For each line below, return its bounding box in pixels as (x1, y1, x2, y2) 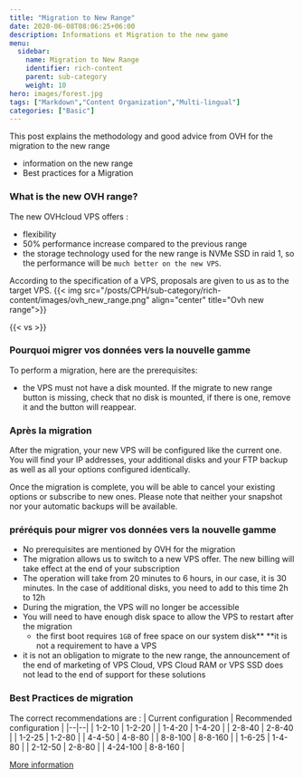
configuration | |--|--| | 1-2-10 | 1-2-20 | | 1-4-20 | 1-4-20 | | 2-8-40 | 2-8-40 (9, 722, 294, 733)
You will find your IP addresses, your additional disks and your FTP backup (9, 454, 289, 465)
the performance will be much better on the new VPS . (22, 258, 222, 268)
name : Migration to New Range (25, 55, 140, 64)
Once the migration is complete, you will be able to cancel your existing (9, 481, 276, 492)
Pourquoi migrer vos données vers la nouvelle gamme (9, 344, 251, 356)
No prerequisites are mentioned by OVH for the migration (22, 544, 236, 555)
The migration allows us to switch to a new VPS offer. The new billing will (22, 554, 295, 565)
